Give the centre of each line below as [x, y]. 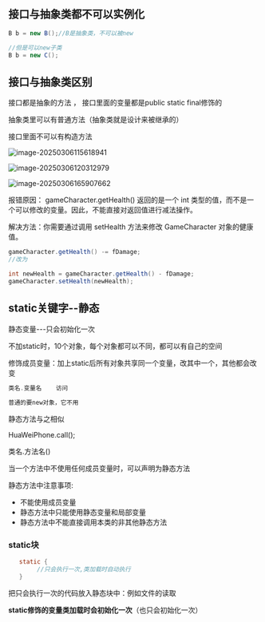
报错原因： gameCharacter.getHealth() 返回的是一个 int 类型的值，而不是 [128, 200]
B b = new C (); [34, 55]
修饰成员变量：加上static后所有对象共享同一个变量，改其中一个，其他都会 [129, 363]
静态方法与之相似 [36, 419]
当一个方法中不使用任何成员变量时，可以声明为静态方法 [99, 469]
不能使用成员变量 [48, 502]
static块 [24, 545]
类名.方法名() [30, 452]
